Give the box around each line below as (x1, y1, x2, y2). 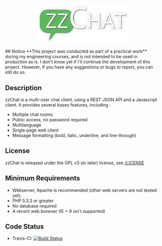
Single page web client (12, 127, 59, 133)
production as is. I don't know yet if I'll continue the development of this (5, 59, 151, 65)
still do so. (5, 70, 26, 75)
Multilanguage (12, 122, 42, 128)
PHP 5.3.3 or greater (12, 198, 54, 204)
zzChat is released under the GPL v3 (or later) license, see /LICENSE (5, 160, 144, 166)
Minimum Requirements (5, 174, 80, 182)
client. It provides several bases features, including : (5, 102, 111, 107)
